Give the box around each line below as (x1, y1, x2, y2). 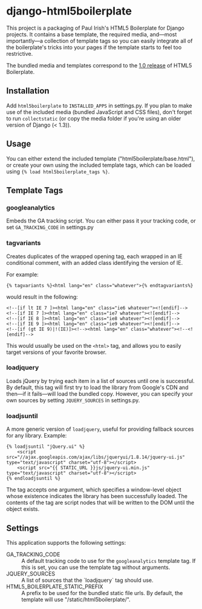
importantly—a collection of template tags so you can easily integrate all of (6, 37, 193, 44)
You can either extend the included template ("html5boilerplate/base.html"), (6, 155, 195, 162)
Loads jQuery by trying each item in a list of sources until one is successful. (6, 377, 195, 384)
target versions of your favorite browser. (6, 348, 107, 356)
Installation (6, 86, 50, 96)
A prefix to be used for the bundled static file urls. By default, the (21, 589, 183, 596)
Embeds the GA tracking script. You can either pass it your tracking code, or (6, 217, 196, 225)
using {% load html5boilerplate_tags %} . (6, 168, 110, 175)
